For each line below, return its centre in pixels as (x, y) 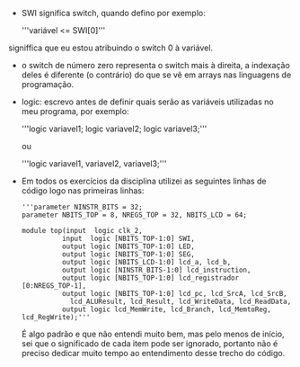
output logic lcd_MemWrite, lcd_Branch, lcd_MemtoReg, (166, 309)
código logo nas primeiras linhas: (83, 191)
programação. (48, 84)
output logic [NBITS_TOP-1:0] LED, (128, 246)
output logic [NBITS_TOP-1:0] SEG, (128, 255)
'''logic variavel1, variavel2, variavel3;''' (94, 164)
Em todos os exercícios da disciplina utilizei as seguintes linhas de (144, 181)
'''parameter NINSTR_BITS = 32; (82, 207)
